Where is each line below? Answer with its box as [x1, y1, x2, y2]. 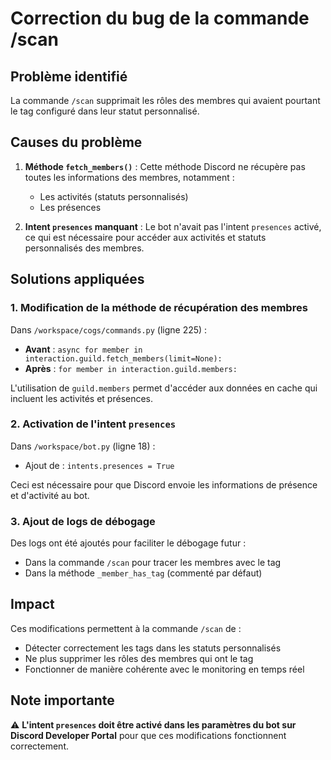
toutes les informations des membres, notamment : [24, 171, 235, 183]
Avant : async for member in [24, 343, 143, 355]
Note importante [10, 692, 115, 709]
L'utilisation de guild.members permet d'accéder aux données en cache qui [10, 382, 318, 394]
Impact [10, 596, 55, 613]
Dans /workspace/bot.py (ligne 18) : [10, 440, 156, 452]
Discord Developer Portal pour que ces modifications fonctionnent [10, 729, 287, 741]
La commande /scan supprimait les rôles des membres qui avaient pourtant [10, 95, 321, 106]
